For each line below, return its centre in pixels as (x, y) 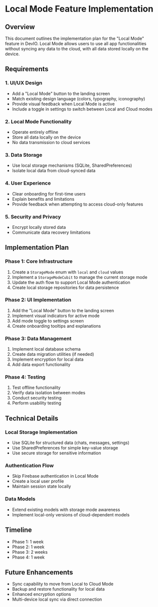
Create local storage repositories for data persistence (65, 288)
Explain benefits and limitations (43, 199)
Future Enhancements (39, 572)
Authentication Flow (30, 465)
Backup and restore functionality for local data (58, 589)
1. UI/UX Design (24, 83)
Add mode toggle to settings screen (48, 320)
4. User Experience (28, 183)
